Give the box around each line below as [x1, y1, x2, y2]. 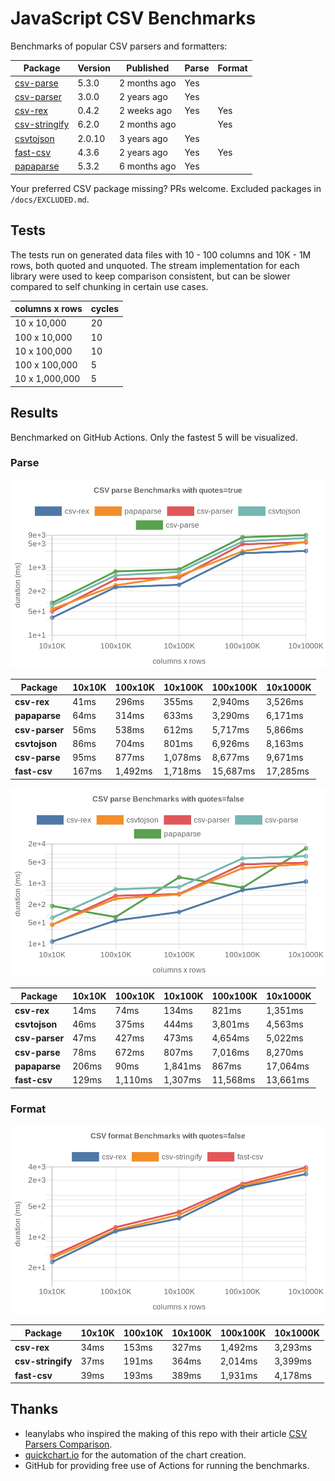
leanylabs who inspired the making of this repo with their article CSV [24, 1427, 308, 1439]
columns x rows [14, 303, 83, 314]
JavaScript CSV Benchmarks [10, 7, 257, 30]
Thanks [10, 1401, 59, 1418]
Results [10, 405, 59, 422]
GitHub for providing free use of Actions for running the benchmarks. [24, 1459, 310, 1471]
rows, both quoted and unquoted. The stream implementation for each [10, 259, 300, 271]
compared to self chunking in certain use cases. [10, 280, 209, 292]
